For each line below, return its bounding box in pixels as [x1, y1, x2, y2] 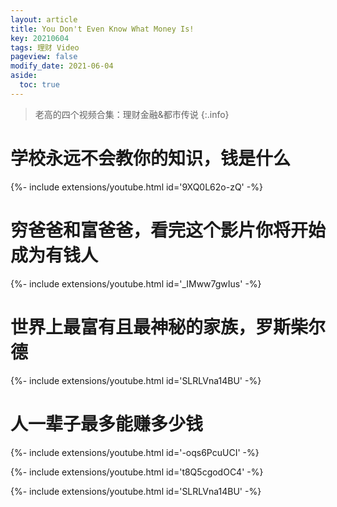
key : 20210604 [10, 33, 70, 43]
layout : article [10, 14, 78, 25]
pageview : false [10, 52, 78, 62]
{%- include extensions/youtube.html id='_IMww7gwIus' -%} [10, 277, 262, 290]
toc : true [19, 80, 60, 90]
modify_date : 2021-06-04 [10, 61, 114, 71]
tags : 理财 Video [10, 42, 80, 53]
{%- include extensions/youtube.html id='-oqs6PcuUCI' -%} [10, 446, 260, 458]
